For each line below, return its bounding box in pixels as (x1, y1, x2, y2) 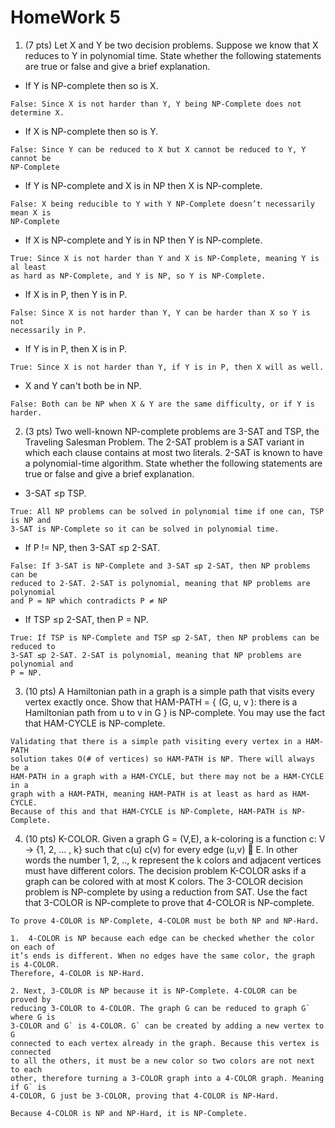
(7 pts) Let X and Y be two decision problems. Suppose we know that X (24, 39, 319, 51)
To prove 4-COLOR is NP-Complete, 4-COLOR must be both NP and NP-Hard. (10, 916, 320, 926)
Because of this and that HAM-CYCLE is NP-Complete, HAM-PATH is (10, 806, 288, 816)
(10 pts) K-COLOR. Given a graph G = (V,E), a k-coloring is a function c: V (24, 832, 326, 845)
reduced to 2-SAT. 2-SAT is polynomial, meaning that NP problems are (10, 578, 311, 588)
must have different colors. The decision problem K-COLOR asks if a (24, 864, 307, 876)
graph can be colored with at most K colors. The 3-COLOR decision (24, 875, 303, 887)
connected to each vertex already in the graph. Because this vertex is (10, 1038, 320, 1048)
